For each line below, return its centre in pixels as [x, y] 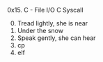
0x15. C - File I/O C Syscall [45, 10]
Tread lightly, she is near [53, 23]
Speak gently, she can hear [56, 38]
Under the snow [40, 31]
